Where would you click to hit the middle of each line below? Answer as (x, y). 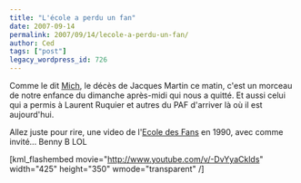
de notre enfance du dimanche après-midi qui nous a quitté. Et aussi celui (148, 95)
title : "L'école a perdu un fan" (73, 18)
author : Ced (32, 43)
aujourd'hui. (32, 115)
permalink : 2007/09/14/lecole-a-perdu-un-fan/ (99, 34)
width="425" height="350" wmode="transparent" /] (107, 169)
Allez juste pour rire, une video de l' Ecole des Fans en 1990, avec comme (146, 132)
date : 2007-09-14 (42, 26)
